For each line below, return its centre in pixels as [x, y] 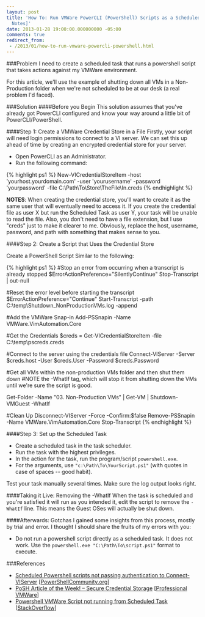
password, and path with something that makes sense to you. [84, 232]
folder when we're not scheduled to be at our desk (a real [107, 88]
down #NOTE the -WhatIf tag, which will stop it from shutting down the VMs [102, 379]
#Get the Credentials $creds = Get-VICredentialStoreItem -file [84, 335]
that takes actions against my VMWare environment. [72, 70]
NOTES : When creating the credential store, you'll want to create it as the [99, 199]
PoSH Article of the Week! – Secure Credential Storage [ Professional [101, 588]
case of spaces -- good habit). [54, 471]
